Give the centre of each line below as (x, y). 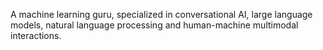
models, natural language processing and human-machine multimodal (154, 25)
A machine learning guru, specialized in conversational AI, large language (161, 14)
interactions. (36, 35)
